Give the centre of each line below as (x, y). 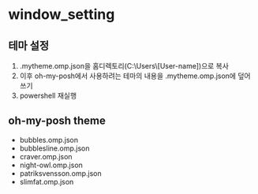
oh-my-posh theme (57, 121)
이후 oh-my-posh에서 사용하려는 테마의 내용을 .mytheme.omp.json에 (128, 76)
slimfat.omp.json (47, 181)
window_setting (62, 15)
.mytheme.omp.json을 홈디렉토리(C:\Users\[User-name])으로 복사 (124, 66)
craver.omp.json (46, 156)
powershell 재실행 (48, 95)
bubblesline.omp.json (54, 148)
